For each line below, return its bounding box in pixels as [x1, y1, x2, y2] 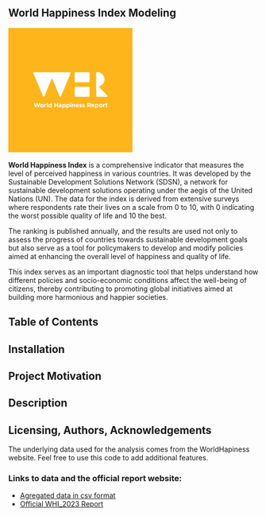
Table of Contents [8, 316, 99, 329]
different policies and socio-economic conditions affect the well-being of [8, 275, 248, 285]
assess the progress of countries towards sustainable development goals [8, 235, 248, 244]
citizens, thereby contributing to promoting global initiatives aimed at [8, 284, 233, 293]
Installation [8, 342, 65, 356]
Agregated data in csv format [19, 491, 116, 500]
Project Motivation [8, 369, 102, 382]
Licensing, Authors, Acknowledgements [8, 423, 212, 436]
